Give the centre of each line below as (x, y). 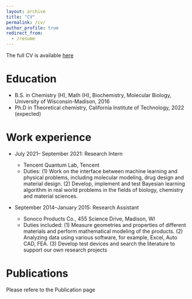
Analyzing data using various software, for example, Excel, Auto (100, 237)
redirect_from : (25, 33)
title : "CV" (20, 17)
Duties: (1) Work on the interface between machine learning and (100, 171)
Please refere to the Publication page (51, 290)
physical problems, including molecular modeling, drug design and (104, 177)
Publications (37, 274)
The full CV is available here (40, 55)
